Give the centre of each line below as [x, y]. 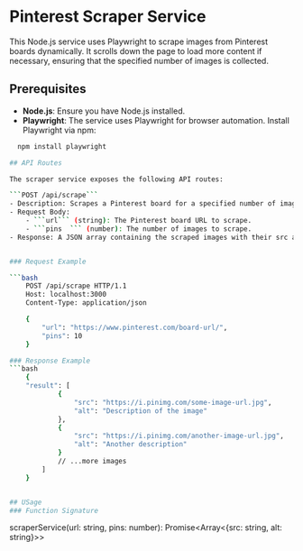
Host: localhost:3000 [66, 295]
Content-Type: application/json [86, 303]
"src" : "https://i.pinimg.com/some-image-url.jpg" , [173, 402]
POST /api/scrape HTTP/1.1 [76, 286]
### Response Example [50, 361]
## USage [26, 502]
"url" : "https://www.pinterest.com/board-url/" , [135, 327]
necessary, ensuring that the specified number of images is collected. [139, 60]
